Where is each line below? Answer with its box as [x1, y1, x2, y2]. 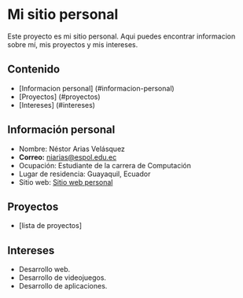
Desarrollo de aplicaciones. [18, 281, 108, 291]
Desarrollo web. [18, 265, 71, 274]
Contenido [7, 63, 61, 76]
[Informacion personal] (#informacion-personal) [18, 83, 175, 93]
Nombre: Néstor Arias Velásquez [18, 144, 125, 153]
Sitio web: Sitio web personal [18, 177, 113, 186]
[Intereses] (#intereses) [18, 100, 96, 109]
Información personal [7, 123, 116, 137]
